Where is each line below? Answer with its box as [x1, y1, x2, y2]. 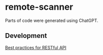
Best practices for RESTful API [5, 44, 67, 50]
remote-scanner [5, 1, 74, 13]
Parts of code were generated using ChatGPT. [5, 18, 99, 23]
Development [5, 32, 48, 40]
